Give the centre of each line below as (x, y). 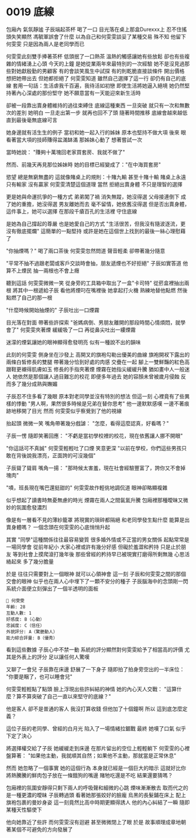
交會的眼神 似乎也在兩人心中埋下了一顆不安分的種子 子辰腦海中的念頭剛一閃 (97, 581)
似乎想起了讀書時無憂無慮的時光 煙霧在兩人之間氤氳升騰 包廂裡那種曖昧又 (94, 500)
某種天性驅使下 (24, 809)
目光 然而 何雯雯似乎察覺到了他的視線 (76, 411)
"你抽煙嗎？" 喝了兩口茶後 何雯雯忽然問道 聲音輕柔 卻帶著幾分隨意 (86, 251)
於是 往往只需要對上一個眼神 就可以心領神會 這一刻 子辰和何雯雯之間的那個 (96, 574)
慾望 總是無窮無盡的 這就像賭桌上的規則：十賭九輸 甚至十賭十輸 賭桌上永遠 (96, 177)
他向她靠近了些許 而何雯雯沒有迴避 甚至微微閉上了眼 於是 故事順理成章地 (94, 822)
